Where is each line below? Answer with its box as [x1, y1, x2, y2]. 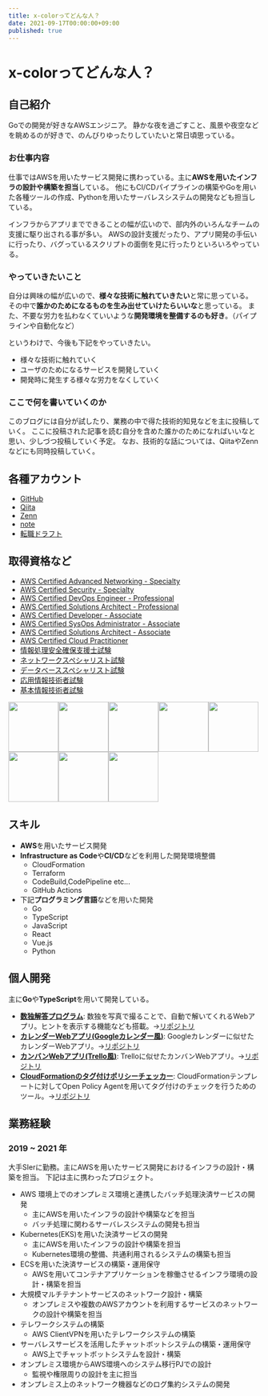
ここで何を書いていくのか [8, 397, 106, 408]
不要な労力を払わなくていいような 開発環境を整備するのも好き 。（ [22, 310, 236, 320]
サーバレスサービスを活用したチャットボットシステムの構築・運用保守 [19, 1339, 252, 1349]
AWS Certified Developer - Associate [19, 610, 142, 620]
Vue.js [31, 938, 54, 947]
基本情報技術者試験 [19, 685, 84, 694]
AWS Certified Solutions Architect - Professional [19, 602, 179, 611]
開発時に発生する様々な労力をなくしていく [19, 374, 161, 384]
